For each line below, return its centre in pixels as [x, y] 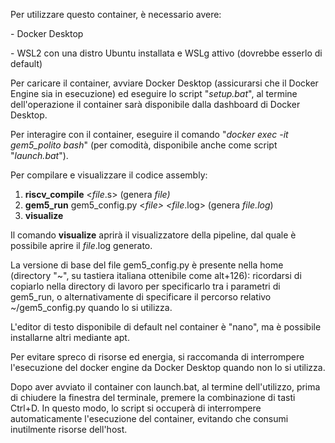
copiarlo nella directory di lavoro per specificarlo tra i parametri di [145, 286]
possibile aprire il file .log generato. [81, 245]
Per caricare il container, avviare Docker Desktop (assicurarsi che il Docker [164, 83]
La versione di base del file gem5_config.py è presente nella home [147, 265]
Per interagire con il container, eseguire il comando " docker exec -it [149, 134]
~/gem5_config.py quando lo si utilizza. [91, 307]
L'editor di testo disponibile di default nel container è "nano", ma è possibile [166, 327]
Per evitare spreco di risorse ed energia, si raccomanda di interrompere [157, 357]
